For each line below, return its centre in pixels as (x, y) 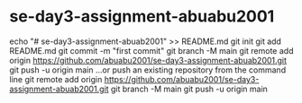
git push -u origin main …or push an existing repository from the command (148, 70)
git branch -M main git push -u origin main (189, 89)
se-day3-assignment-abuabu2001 (142, 17)
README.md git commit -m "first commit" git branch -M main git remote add (151, 50)
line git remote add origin (56, 79)
